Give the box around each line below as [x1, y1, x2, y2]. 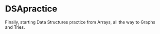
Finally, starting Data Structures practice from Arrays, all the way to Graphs [5, 19, 156, 25]
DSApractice [5, 3, 57, 14]
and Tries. [5, 24, 25, 30]
